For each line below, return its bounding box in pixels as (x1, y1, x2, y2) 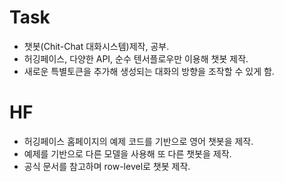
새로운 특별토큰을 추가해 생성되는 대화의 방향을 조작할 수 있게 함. (23, 65, 275, 77)
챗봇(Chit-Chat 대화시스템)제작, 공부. (23, 40, 170, 52)
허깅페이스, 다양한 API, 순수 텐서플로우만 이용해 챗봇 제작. (23, 52, 249, 65)
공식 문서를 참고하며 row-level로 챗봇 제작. (23, 160, 191, 172)
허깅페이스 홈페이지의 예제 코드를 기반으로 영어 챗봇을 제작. (23, 135, 254, 147)
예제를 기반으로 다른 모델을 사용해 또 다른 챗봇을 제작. (23, 147, 232, 160)
